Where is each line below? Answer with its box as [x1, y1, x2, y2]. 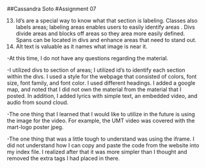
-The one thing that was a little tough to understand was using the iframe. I [7, 135, 195, 142]
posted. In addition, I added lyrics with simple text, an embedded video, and [7, 93, 198, 99]
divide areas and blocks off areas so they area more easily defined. [15, 30, 185, 37]
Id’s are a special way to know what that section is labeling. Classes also [15, 17, 198, 24]
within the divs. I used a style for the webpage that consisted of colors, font [7, 73, 197, 80]
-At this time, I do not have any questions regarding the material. [7, 55, 168, 61]
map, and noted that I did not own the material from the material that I [7, 86, 182, 93]
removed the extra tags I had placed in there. [7, 155, 120, 162]
